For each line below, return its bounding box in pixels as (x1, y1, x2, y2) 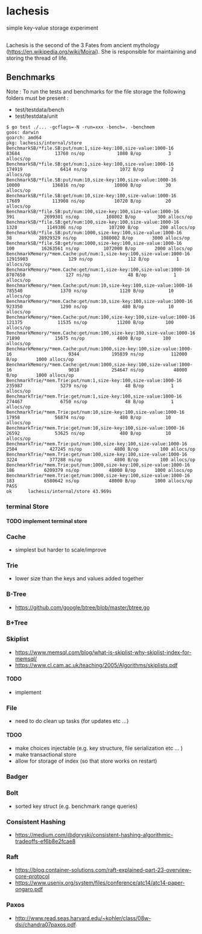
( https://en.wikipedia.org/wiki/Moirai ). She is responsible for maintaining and (6, 48, 197, 56)
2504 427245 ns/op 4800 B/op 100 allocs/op (6, 446, 196, 453)
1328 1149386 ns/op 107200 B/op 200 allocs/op (6, 224, 196, 230)
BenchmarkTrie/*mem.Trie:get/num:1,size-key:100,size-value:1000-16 (6, 393, 182, 399)
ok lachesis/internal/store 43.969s (6, 489, 112, 495)
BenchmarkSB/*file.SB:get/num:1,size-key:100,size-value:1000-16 (6, 161, 174, 167)
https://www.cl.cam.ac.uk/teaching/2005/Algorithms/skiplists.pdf (14, 661, 178, 669)
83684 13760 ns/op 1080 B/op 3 (6, 151, 171, 157)
